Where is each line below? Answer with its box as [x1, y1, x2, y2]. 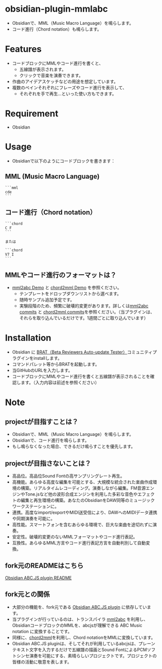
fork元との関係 [5, 590, 50, 598]
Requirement [5, 108, 58, 119]
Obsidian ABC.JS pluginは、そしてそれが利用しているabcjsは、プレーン [12, 640, 156, 646]
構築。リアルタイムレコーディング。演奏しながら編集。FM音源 [20, 485, 146, 491]
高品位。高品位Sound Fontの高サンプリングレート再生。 [12, 473, 125, 479]
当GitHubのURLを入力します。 [12, 368, 73, 373]
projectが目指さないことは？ [5, 459, 91, 467]
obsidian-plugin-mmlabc [5, 3, 108, 15]
